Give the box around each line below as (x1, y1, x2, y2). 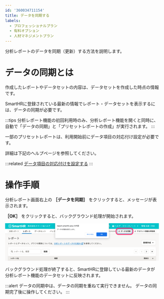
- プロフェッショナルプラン (9, 23, 58, 28)
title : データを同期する (5, 13, 50, 18)
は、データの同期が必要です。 (5, 107, 65, 112)
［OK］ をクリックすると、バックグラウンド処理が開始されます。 (5, 213, 136, 219)
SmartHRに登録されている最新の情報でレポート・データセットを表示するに (5, 101, 156, 107)
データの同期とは (5, 67, 74, 78)
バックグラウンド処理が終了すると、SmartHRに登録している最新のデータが (5, 266, 155, 272)
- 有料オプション (9, 28, 40, 34)
